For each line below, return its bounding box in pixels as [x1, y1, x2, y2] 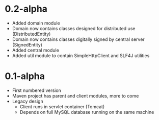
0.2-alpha [5, 3, 48, 15]
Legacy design [12, 98, 44, 104]
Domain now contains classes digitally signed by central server [12, 36, 145, 42]
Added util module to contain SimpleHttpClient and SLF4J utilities [12, 52, 150, 59]
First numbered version [12, 87, 62, 93]
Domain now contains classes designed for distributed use [12, 25, 136, 31]
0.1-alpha [5, 70, 45, 82]
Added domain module [12, 20, 61, 26]
